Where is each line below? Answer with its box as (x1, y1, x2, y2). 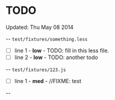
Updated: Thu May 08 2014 (5, 23, 73, 31)
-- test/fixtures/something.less (5, 35, 88, 42)
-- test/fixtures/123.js (5, 66, 67, 73)
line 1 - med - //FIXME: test (14, 78, 82, 85)
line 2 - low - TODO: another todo (14, 54, 98, 61)
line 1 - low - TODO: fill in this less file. (14, 46, 110, 54)
